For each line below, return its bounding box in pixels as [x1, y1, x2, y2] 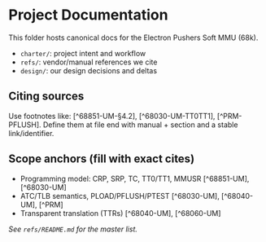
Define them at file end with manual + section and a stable [43, 120, 238, 130]
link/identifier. [8, 128, 55, 138]
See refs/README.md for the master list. [8, 224, 138, 234]
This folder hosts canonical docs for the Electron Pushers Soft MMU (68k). [8, 33, 259, 42]
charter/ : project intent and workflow [20, 48, 146, 58]
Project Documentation [8, 6, 168, 24]
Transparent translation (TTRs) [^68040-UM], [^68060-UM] [20, 208, 221, 218]
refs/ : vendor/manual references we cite [20, 57, 158, 67]
